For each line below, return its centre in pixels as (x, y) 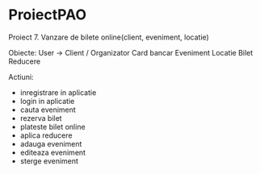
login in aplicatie (47, 101)
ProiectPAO (48, 15)
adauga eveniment (51, 143)
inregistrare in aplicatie (58, 92)
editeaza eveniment (53, 152)
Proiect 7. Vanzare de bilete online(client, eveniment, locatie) (109, 37)
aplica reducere (46, 135)
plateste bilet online (53, 126)
